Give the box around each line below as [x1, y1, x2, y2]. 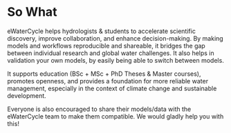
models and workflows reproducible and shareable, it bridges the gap [7, 41, 205, 50]
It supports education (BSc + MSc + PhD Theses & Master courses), [7, 70, 201, 78]
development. [7, 91, 46, 100]
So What [7, 4, 57, 20]
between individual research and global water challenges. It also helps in [7, 49, 214, 57]
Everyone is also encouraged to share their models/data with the [7, 105, 192, 113]
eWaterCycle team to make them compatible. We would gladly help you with [7, 112, 224, 121]
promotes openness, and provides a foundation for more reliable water [7, 76, 209, 85]
